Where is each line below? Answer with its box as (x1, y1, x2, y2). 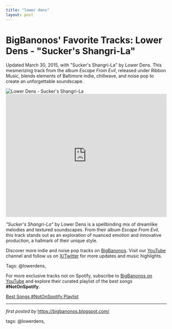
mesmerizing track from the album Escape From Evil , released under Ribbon (6, 68, 166, 74)
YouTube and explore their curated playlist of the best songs (6, 278, 133, 284)
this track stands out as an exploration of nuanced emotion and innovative (6, 232, 162, 238)
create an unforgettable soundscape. (6, 78, 84, 84)
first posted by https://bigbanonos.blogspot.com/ (6, 308, 110, 315)
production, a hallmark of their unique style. (6, 237, 98, 244)
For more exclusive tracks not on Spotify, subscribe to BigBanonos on (6, 273, 153, 279)
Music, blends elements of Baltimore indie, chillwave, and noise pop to (6, 73, 154, 79)
